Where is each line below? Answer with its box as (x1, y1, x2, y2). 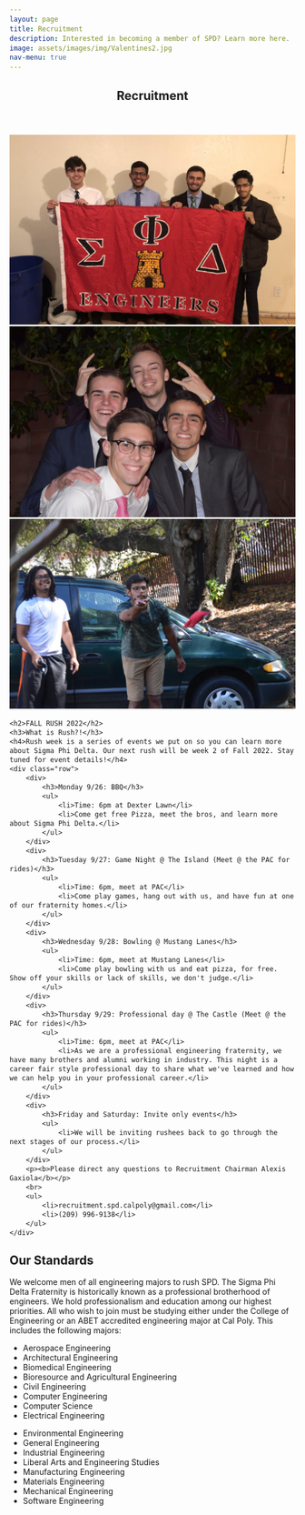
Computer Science (22, 1400, 93, 1411)
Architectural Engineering (22, 1352, 118, 1363)
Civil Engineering (22, 1381, 86, 1392)
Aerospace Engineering (22, 1342, 112, 1354)
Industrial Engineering (22, 1447, 105, 1459)
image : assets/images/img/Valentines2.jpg (9, 44, 172, 53)
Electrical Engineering (22, 1410, 105, 1421)
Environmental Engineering (22, 1428, 124, 1439)
